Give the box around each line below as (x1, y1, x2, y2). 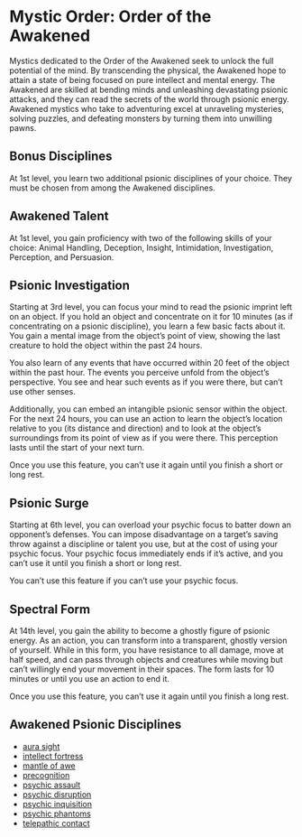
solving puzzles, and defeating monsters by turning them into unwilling (9, 113, 273, 124)
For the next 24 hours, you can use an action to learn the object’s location (9, 414, 283, 424)
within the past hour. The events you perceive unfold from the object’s (9, 367, 270, 378)
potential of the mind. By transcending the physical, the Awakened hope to (9, 65, 287, 76)
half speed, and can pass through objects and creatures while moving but (9, 655, 283, 665)
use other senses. (9, 386, 77, 397)
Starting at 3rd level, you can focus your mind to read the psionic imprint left (9, 302, 293, 312)
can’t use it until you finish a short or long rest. (9, 558, 182, 569)
